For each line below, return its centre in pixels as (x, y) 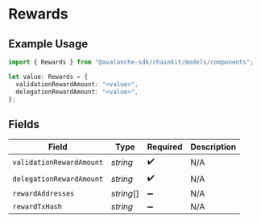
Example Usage (48, 44)
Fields (24, 124)
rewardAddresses (43, 194)
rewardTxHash (37, 207)
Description (213, 147)
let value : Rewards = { (48, 76)
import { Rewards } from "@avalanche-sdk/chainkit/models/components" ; (131, 62)
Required (165, 147)
